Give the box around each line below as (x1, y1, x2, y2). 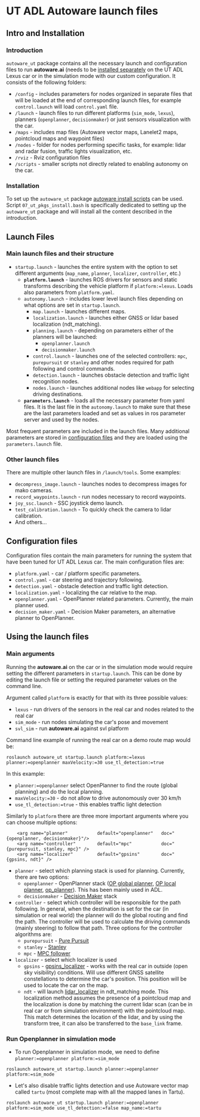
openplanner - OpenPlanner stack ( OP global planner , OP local (23, 879, 176, 887)
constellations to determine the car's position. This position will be (23, 975, 187, 982)
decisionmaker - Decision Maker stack (23, 892, 118, 900)
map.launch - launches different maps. (32, 307, 127, 315)
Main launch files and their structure (6, 250, 115, 258)
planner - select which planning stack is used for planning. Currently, (14, 867, 185, 874)
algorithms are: (14, 930, 53, 938)
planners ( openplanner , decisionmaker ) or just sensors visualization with (14, 116, 191, 123)
